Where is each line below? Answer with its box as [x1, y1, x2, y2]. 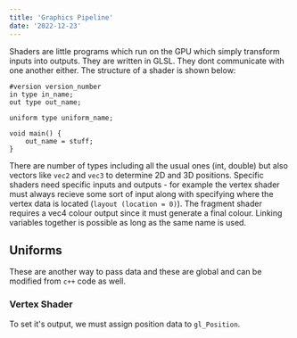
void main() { [9, 128, 62, 138]
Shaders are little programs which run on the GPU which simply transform [9, 45, 281, 56]
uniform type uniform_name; [9, 113, 114, 122]
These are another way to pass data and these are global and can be [9, 267, 262, 277]
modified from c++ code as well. [9, 276, 127, 286]
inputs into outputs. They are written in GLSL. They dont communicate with [9, 55, 285, 66]
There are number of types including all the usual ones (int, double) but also [9, 160, 288, 170]
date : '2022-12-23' [9, 21, 82, 30]
